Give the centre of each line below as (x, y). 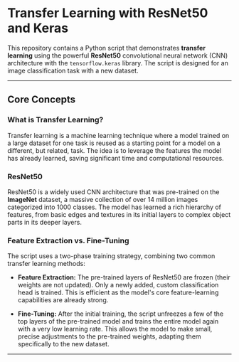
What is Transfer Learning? (55, 120)
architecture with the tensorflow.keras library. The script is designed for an (118, 63)
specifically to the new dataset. (63, 344)
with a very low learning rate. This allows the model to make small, (115, 329)
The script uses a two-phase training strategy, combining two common (111, 256)
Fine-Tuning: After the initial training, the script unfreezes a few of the (121, 314)
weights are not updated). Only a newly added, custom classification (118, 285)
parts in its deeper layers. (44, 222)
